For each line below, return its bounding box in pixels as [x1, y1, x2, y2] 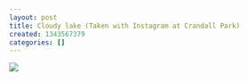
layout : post [9, 12, 58, 22]
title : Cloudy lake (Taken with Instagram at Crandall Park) [9, 21, 241, 30]
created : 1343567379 [9, 29, 86, 38]
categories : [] [9, 37, 66, 47]
